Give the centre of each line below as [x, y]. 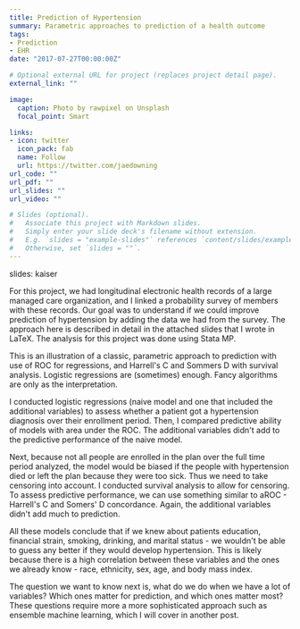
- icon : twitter [39, 141]
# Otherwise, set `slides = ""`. [75, 248]
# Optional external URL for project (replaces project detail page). [143, 75]
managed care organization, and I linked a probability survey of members [144, 300]
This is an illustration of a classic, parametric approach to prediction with [143, 356]
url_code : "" [33, 174]
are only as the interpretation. [63, 384]
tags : [19, 34]
